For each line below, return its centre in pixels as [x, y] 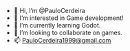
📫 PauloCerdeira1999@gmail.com [62, 40]
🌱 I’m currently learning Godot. [57, 25]
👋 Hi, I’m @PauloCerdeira [50, 11]
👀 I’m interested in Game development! [68, 18]
